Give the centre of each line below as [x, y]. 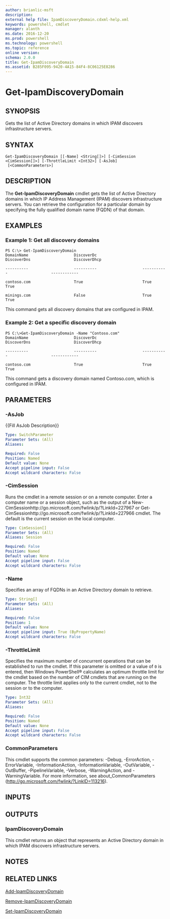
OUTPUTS [22, 815]
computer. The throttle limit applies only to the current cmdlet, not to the [81, 683]
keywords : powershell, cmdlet [38, 24]
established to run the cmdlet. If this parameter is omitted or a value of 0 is [83, 666]
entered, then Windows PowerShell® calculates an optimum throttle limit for [85, 672]
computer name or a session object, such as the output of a [68, 502]
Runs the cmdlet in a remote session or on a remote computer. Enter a [79, 497]
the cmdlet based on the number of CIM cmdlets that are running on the [81, 678]
